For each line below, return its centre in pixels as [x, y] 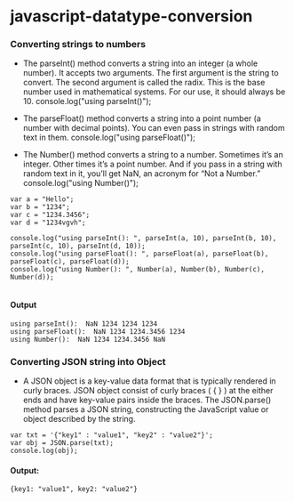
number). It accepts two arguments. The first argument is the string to [151, 73]
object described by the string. [79, 418]
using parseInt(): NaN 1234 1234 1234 [84, 324]
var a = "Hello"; [42, 199]
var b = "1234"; [40, 207]
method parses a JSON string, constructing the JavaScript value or [146, 409]
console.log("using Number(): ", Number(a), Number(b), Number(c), [138, 270]
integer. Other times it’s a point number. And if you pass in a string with [152, 164]
